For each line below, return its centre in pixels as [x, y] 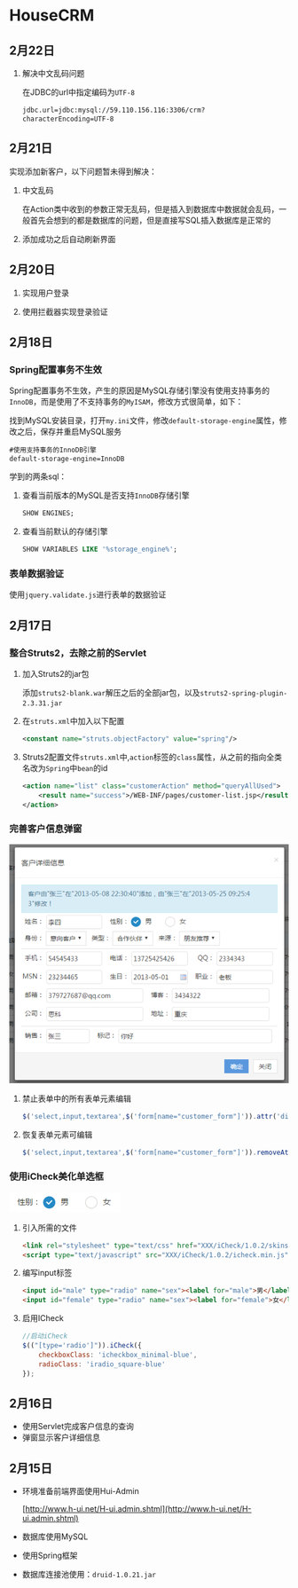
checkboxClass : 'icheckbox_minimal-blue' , [118, 1355]
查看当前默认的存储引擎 [65, 531]
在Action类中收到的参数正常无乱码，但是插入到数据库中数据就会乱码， [150, 208]
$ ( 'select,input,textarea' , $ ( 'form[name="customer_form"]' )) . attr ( [149, 1116]
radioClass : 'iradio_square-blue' [102, 1364]
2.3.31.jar [42, 704]
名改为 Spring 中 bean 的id [65, 767]
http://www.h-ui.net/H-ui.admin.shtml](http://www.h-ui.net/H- [138, 1509]
